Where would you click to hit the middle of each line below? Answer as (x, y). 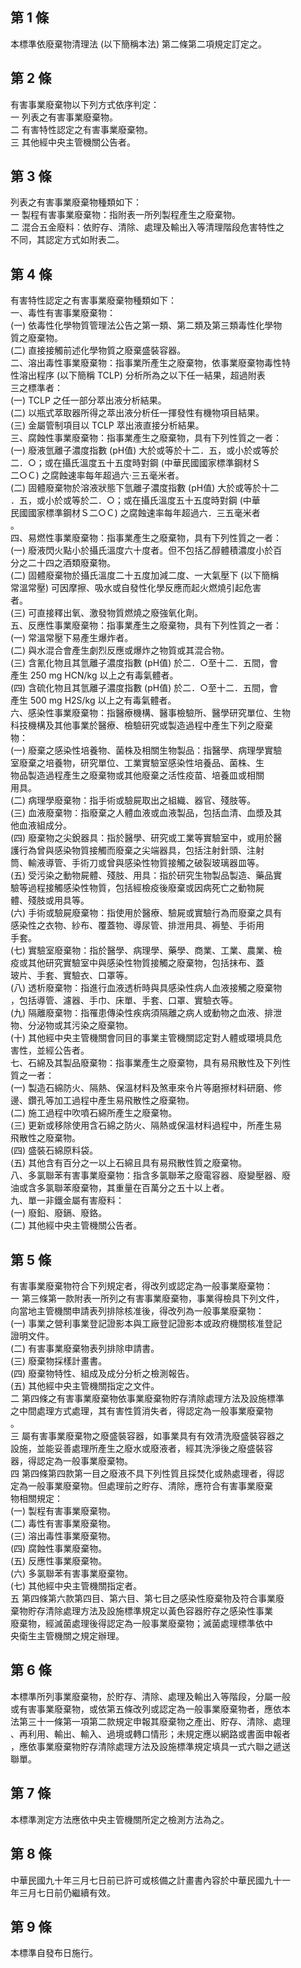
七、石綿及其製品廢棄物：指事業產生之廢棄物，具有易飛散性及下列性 (150, 1063)
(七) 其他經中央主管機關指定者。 (76, 1586)
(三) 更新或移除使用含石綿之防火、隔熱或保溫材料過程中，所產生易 (146, 1125)
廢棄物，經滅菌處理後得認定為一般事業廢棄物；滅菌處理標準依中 (141, 1624)
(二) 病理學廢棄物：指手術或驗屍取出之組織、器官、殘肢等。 (133, 800)
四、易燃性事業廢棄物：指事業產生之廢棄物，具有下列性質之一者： (146, 538)
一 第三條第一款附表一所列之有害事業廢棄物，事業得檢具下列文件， (147, 1299)
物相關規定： (36, 1499)
